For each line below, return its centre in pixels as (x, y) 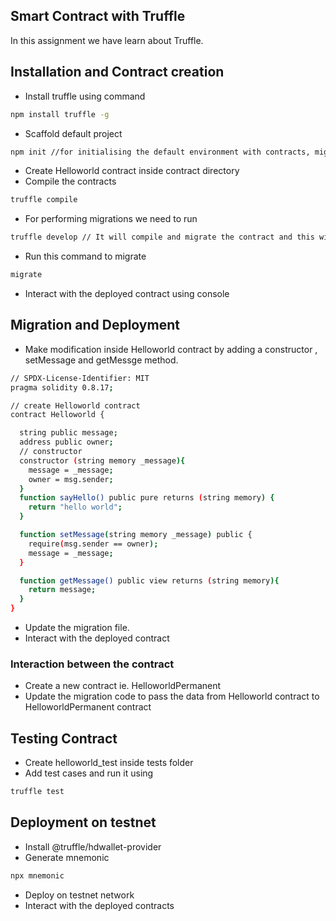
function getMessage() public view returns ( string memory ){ (149, 580)
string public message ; (68, 433)
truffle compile (44, 200)
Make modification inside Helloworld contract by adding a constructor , (171, 349)
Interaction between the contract (92, 664)
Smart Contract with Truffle (98, 16)
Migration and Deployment (95, 325)
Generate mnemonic (67, 857)
